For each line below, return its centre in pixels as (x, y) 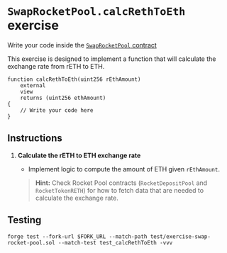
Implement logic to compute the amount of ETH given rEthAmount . (124, 169)
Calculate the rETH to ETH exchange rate (79, 155)
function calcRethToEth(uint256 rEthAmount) (74, 79)
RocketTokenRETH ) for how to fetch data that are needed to (120, 190)
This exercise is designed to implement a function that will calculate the (112, 59)
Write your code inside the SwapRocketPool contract (82, 45)
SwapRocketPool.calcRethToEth (96, 12)
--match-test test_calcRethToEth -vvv (115, 242)
